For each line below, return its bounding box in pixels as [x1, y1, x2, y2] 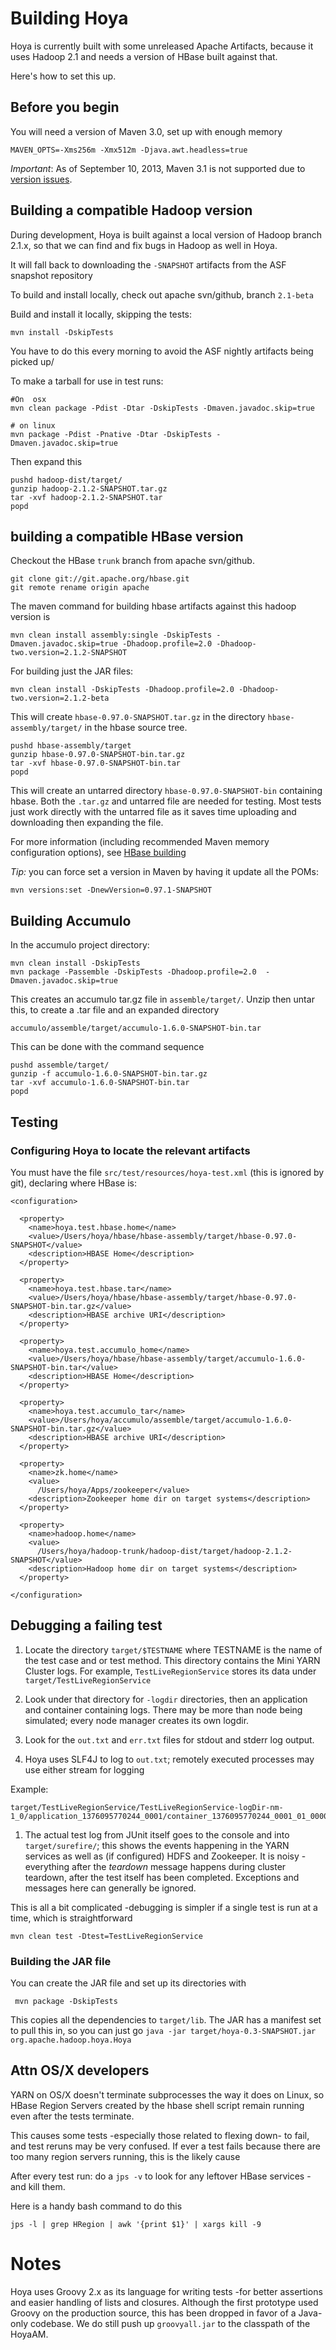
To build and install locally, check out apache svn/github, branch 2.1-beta [10, 288, 314, 301]
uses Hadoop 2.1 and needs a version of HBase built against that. [10, 50, 278, 62]
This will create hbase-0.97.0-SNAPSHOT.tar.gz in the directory [10, 711, 266, 723]
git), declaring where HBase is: [10, 1177, 137, 1189]
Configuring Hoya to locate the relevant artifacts [10, 1143, 251, 1157]
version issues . [10, 173, 73, 185]
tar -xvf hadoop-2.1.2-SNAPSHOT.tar [10, 492, 163, 502]
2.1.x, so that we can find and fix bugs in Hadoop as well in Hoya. [10, 239, 278, 251]
